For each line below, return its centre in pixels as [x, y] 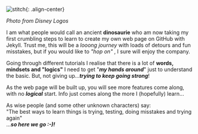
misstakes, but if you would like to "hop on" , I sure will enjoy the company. [98, 51]
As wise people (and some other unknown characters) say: [78, 105]
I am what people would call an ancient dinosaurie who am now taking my [98, 32]
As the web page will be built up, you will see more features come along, [95, 87]
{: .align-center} [45, 9]
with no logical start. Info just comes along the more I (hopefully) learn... [95, 94]
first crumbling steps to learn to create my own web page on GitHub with [95, 39]
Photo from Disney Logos [37, 21]
